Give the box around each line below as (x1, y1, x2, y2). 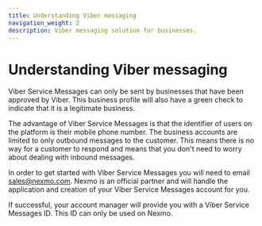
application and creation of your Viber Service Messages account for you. (8, 185, 250, 194)
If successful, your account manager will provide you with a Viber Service (8, 200, 250, 210)
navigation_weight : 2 (8, 19, 80, 27)
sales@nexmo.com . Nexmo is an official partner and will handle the (8, 176, 229, 186)
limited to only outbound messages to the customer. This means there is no (8, 136, 255, 145)
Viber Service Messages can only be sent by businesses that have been (8, 86, 245, 96)
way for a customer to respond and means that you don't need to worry (8, 144, 242, 154)
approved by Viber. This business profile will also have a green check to (8, 95, 244, 105)
